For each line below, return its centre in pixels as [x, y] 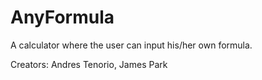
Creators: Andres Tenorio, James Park [89, 64]
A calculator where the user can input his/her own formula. [131, 45]
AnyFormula [62, 17]
